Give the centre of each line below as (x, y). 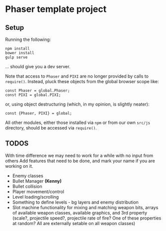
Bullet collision (27, 186)
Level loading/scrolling (36, 197)
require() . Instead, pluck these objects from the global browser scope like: (82, 81)
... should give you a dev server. (38, 66)
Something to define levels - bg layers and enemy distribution (76, 202)
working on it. (19, 166)
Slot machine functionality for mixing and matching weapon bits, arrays (85, 207)
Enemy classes (28, 176)
